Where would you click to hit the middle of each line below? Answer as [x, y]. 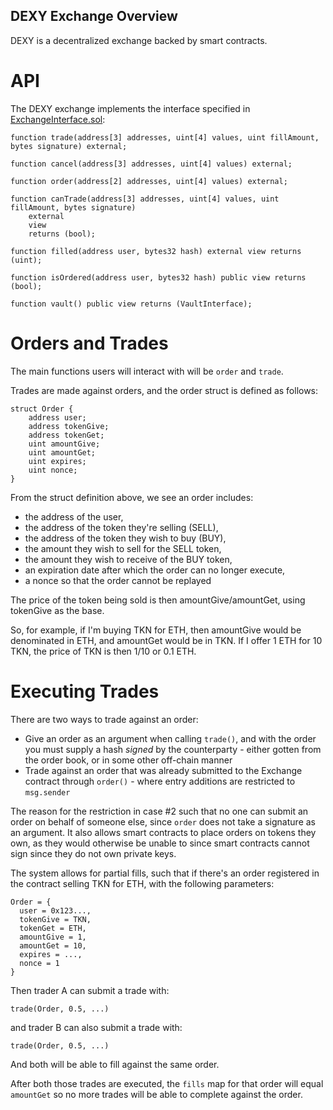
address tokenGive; [69, 426]
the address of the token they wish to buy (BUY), [125, 538]
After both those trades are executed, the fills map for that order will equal [167, 1083]
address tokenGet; [66, 435]
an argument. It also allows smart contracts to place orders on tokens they [163, 832]
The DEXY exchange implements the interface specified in [130, 108]
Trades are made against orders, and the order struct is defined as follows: [164, 390]
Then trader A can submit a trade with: [90, 990]
